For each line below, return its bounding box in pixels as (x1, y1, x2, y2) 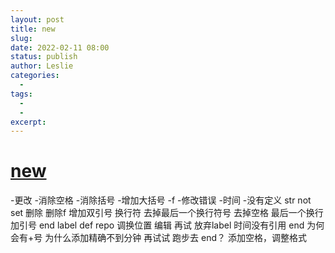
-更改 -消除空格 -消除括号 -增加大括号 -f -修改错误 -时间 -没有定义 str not (10, 194, 312, 206)
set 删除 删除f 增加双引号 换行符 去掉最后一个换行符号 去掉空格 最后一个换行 (10, 207, 324, 219)
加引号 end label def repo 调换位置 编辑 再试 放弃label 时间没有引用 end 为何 (10, 219, 325, 231)
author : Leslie (10, 61, 74, 71)
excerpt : (10, 117, 47, 127)
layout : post (10, 14, 65, 25)
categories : (10, 71, 60, 81)
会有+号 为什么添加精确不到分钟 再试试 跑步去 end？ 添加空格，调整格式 (10, 232, 307, 244)
